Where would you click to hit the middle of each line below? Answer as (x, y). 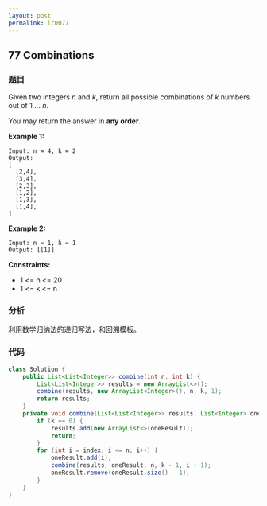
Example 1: (27, 137)
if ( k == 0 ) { (60, 421)
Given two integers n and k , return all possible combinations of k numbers (129, 97)
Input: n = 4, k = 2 (43, 151)
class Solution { (37, 369)
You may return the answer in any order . (75, 121)
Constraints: (29, 265)
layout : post (30, 16)
